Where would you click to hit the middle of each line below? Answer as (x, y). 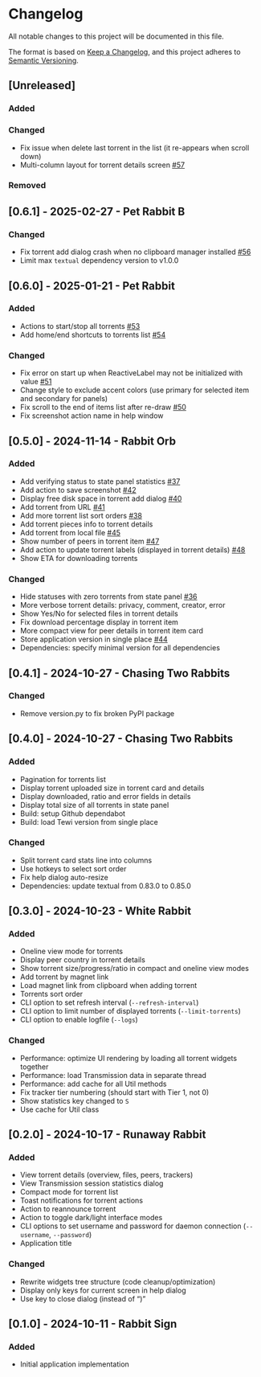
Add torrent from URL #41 (63, 506)
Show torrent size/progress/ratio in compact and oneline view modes (134, 969)
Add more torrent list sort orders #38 (81, 515)
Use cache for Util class (59, 1109)
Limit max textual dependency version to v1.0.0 (99, 260)
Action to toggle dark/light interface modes (91, 1218)
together (34, 1067)
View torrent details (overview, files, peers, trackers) (106, 1175)
